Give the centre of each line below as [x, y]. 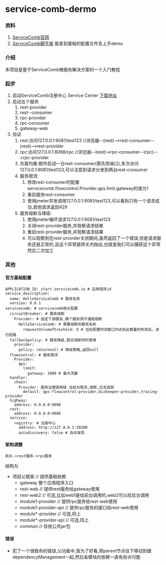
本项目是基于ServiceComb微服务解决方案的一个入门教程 [63, 69]
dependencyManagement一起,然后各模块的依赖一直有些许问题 [76, 557]
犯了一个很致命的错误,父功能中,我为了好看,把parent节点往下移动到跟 [82, 551]
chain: [21, 382]
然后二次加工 [40, 251]
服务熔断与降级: [36, 213]
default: [32, 392]
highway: [19, 401]
